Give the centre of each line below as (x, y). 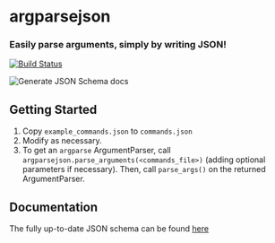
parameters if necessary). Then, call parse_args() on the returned (144, 169)
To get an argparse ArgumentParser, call (97, 151)
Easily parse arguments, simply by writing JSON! (118, 45)
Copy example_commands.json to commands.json (107, 131)
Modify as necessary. (62, 141)
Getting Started (53, 109)
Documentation (54, 207)
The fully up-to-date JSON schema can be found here (109, 229)
